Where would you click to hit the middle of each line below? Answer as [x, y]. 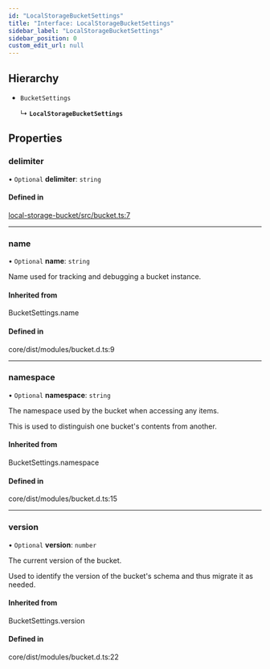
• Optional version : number [53, 544]
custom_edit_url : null [46, 46]
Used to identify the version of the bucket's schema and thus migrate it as [131, 576]
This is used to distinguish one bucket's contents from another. [112, 426]
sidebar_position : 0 [43, 38]
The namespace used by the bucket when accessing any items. [114, 410]
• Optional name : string [49, 261]
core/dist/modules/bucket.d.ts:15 [63, 499]
